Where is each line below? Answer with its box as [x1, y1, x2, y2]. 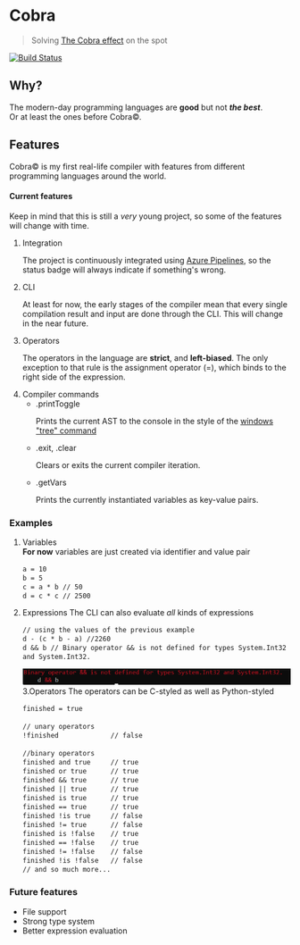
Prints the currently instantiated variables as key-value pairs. [35, 494, 259, 505]
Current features [9, 191, 73, 202]
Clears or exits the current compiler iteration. [35, 459, 201, 470]
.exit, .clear [35, 442, 77, 453]
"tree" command [35, 425, 96, 436]
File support [21, 906, 67, 916]
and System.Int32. [21, 653, 91, 662]
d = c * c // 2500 [21, 591, 91, 601]
